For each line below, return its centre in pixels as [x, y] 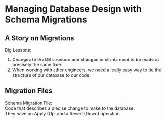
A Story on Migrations [40, 38]
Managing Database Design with [74, 9]
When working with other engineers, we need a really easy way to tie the [87, 70]
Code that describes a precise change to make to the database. [70, 108]
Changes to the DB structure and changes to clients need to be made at [85, 60]
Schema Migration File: [29, 103]
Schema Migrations [46, 20]
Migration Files [29, 91]
